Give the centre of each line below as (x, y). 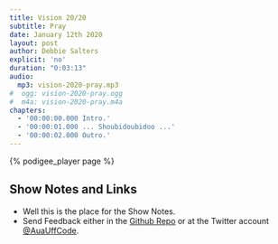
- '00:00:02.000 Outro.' (64, 136)
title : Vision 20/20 (48, 18)
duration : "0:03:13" (48, 69)
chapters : (28, 110)
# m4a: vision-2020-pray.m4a (66, 102)
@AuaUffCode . (51, 230)
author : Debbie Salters (54, 52)
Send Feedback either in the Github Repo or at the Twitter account (145, 221)
